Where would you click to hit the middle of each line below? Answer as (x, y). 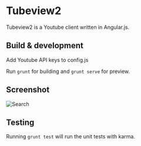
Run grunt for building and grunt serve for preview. (68, 71)
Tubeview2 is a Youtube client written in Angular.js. (68, 27)
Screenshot (28, 90)
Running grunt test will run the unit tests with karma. (70, 137)
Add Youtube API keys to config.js (47, 59)
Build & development (45, 46)
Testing (20, 122)
